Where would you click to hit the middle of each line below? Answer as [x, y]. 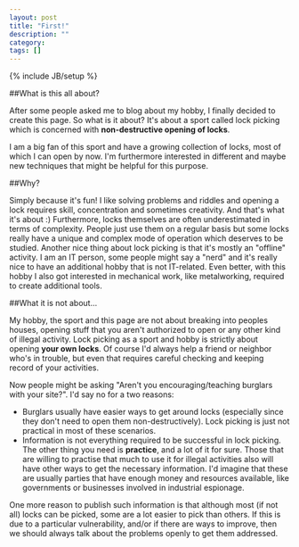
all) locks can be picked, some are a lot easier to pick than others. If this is [145, 515]
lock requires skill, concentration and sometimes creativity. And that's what [147, 210]
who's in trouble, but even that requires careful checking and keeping [137, 359]
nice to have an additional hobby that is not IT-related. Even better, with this [148, 267]
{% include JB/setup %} [53, 76]
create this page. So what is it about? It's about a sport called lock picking [145, 120]
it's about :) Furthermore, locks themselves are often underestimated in [139, 220]
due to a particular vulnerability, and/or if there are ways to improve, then [143, 524]
